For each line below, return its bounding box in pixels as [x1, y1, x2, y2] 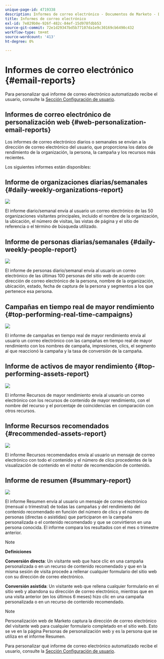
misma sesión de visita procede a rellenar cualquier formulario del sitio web [5, 569, 157, 575]
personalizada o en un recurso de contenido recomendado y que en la [5, 563, 146, 569]
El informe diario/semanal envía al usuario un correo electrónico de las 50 [5, 208, 154, 214]
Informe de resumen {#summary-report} [5, 476, 132, 485]
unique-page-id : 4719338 [5, 7, 56, 12]
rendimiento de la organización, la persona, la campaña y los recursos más [5, 149, 156, 155]
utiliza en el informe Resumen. [5, 634, 66, 639]
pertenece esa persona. [5, 289, 53, 294]
